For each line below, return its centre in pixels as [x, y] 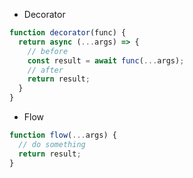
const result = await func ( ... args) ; [106, 60]
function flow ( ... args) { [63, 135]
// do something [52, 144]
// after [45, 70]
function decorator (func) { [68, 33]
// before [48, 51]
